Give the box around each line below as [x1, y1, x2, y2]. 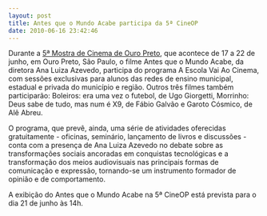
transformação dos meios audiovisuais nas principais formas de [8, 158, 219, 167]
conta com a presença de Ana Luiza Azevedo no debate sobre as [8, 141, 224, 150]
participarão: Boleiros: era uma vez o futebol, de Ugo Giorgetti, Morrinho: [8, 91, 249, 101]
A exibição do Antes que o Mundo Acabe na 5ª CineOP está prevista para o [8, 190, 257, 200]
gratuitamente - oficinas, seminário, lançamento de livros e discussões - [8, 132, 247, 142]
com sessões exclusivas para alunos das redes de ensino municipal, [8, 74, 233, 84]
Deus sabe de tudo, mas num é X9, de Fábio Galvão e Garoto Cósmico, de [8, 99, 253, 109]
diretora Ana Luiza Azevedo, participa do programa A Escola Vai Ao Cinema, [8, 66, 260, 75]
